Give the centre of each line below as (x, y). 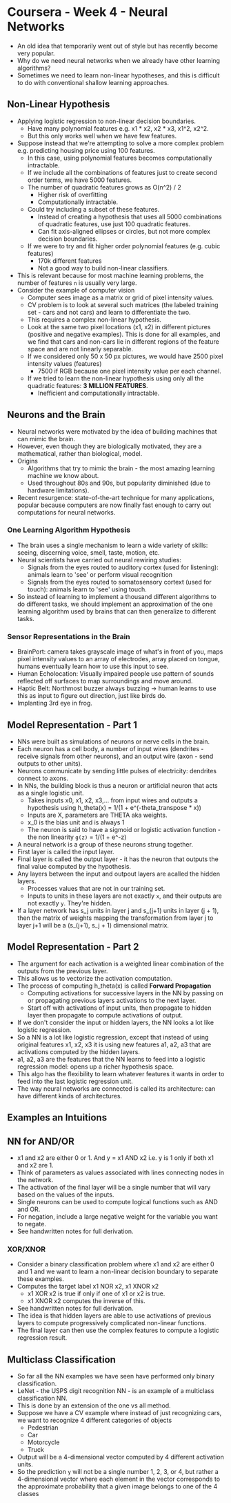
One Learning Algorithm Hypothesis (69, 530)
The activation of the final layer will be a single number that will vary (114, 1187)
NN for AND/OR (41, 1141)
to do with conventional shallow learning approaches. (93, 82)
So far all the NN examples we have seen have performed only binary (116, 1376)
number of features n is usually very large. (77, 283)
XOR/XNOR (27, 1249)
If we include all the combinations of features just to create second (122, 172)
